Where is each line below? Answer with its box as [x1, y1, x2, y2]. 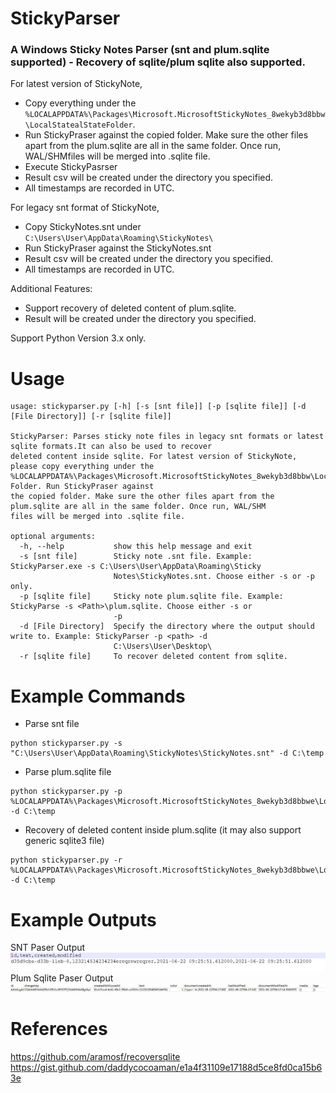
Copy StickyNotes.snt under [24, 221, 142, 233]
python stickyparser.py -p [10, 787, 123, 797]
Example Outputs [10, 908, 157, 931]
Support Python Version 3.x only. [10, 332, 147, 344]
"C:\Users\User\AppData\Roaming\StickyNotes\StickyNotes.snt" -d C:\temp [10, 748, 325, 759]
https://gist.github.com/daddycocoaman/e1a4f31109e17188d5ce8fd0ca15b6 [10, 1061, 323, 1073]
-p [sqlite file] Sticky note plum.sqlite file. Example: [19, 592, 284, 602]
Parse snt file [24, 718, 80, 730]
